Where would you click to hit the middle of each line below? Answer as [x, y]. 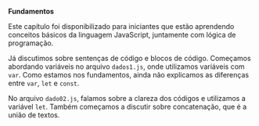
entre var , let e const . [44, 83]
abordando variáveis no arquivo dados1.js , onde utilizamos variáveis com [126, 67]
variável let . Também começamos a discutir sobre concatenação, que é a [128, 106]
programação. [31, 43]
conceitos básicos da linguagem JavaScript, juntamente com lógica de [122, 35]
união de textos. [34, 115]
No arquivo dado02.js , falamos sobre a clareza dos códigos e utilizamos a [127, 98]
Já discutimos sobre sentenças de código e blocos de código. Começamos [130, 58]
